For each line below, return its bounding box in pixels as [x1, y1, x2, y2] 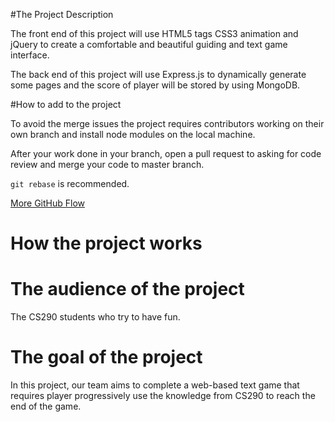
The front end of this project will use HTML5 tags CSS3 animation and [10, 28, 299, 39]
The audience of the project [10, 278, 245, 301]
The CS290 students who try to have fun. [10, 311, 181, 323]
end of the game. [10, 400, 82, 413]
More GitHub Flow [10, 197, 86, 209]
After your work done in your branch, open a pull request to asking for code [10, 148, 322, 159]
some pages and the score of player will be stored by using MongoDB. [10, 79, 301, 91]
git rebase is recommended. [10, 178, 130, 189]
